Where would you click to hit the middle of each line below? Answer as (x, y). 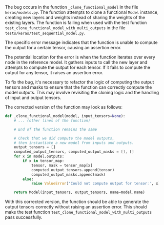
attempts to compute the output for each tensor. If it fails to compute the (78, 67)
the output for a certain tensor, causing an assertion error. (63, 48)
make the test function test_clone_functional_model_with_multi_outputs (79, 212)
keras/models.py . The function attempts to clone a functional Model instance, (82, 12)
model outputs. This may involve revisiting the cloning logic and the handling (82, 92)
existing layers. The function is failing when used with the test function (76, 22)
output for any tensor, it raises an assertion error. (54, 72)
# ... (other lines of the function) (52, 121)
